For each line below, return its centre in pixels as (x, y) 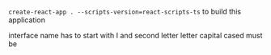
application (27, 20)
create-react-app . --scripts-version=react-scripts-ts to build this (125, 12)
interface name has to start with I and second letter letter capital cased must (135, 35)
